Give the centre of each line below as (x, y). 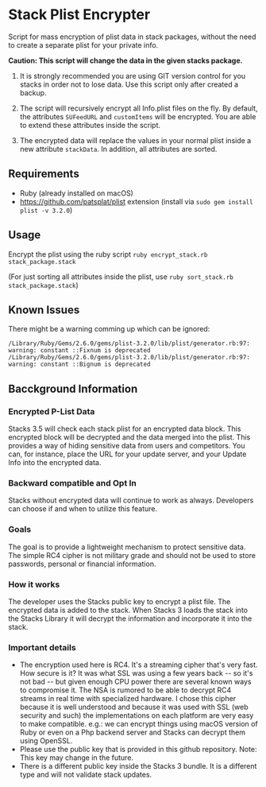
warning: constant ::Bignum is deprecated (79, 364)
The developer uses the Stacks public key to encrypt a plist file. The (120, 601)
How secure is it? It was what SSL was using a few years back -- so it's (136, 673)
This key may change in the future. (76, 758)
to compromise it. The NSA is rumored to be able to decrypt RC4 (125, 690)
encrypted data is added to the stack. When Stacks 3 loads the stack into (128, 610)
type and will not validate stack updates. (86, 775)
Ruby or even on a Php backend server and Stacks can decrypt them (133, 732)
